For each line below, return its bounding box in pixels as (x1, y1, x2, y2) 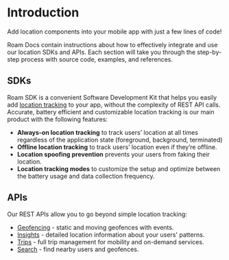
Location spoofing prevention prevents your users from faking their (16, 150, 210, 158)
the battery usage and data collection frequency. (16, 172, 156, 180)
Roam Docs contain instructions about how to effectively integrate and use (7, 40, 218, 49)
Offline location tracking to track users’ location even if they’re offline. (16, 142, 217, 151)
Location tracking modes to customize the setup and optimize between (16, 164, 221, 172)
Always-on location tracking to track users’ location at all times (16, 128, 199, 136)
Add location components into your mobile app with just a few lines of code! (7, 27, 222, 36)
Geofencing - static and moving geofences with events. (16, 223, 174, 231)
